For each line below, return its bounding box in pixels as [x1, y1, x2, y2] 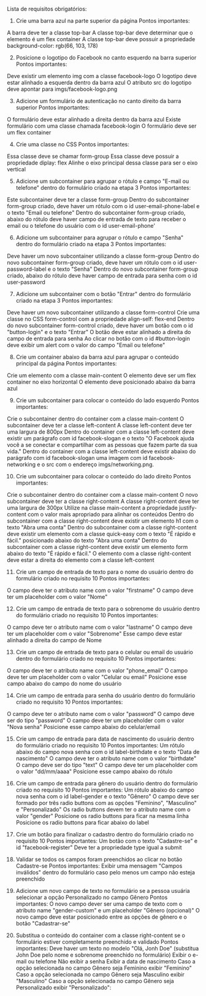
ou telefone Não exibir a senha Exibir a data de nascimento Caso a [28, 958, 196, 965]
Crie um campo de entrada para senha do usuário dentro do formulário [15, 692, 196, 699]
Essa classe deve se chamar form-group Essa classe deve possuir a [7, 153, 180, 160]
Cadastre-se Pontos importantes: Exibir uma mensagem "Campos [15, 862, 183, 870]
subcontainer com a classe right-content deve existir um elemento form [7, 543, 188, 550]
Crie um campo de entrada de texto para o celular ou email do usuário [15, 648, 194, 656]
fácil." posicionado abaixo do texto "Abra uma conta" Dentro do [7, 537, 167, 544]
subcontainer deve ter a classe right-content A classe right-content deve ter [7, 497, 200, 505]
